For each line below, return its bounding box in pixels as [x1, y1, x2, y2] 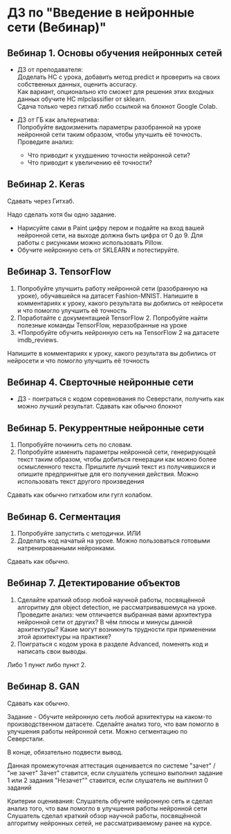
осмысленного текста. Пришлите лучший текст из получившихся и [17, 462, 216, 471]
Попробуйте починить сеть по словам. [17, 441, 133, 449]
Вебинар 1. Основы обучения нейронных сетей [7, 47, 223, 59]
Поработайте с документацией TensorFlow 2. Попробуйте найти [17, 314, 208, 322]
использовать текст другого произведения [17, 478, 145, 486]
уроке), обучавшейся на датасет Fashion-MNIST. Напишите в [17, 291, 198, 300]
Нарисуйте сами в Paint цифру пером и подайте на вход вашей [17, 224, 205, 232]
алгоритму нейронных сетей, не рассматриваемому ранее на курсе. [7, 819, 212, 827]
